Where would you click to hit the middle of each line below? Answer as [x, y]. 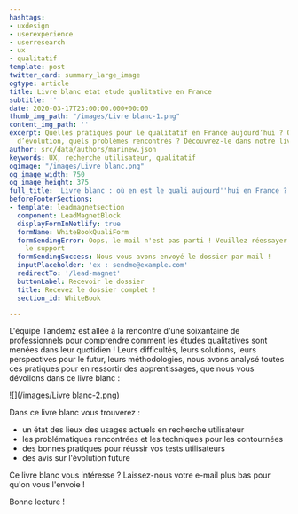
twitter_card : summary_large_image [75, 75]
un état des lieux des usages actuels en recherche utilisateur [133, 430]
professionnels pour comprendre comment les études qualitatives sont [138, 340]
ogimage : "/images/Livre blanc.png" [77, 166]
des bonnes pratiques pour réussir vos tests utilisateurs [124, 448]
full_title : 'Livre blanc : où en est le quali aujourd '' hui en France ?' [150, 191]
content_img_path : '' [49, 125]
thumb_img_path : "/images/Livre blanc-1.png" [94, 116]
